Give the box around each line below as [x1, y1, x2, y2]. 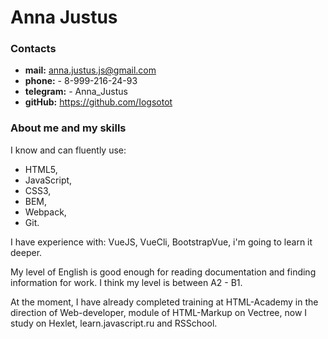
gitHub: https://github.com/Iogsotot [24, 96, 173, 108]
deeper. [10, 246, 43, 258]
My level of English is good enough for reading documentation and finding [10, 266, 317, 278]
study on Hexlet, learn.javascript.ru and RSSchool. [10, 317, 218, 329]
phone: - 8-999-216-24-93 [24, 75, 138, 87]
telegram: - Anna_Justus [24, 86, 128, 98]
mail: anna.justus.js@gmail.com [24, 64, 157, 76]
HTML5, [24, 163, 58, 175]
